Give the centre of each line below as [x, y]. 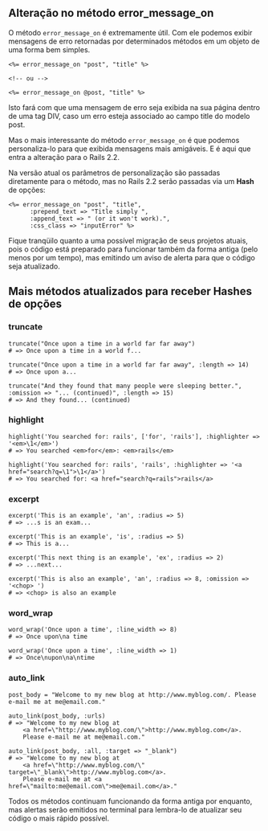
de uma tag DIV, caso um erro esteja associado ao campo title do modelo [129, 116]
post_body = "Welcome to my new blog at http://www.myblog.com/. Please [132, 694]
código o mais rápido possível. [59, 818]
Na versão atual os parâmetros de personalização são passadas [114, 173]
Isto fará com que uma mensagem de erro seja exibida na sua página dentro [134, 107]
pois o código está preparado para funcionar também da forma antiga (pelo [133, 249]
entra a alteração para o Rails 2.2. [64, 157]
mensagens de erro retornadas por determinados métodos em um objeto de [134, 41]
